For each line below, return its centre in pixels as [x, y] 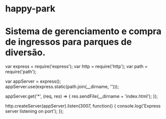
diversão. [26, 53]
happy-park [30, 9]
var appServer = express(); [33, 81]
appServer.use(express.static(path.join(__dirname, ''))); [62, 87]
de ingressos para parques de [68, 42]
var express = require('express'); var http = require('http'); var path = [76, 66]
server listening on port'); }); [34, 111]
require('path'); [21, 72]
